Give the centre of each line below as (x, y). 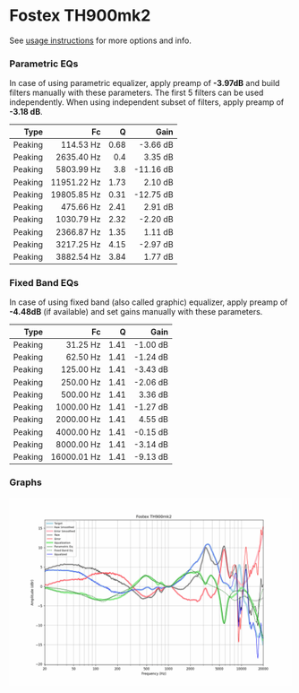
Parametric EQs (44, 64)
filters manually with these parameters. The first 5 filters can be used (137, 93)
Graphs (26, 482)
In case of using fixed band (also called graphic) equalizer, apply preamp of (149, 302)
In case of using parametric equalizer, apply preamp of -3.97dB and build (145, 83)
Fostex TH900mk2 (80, 16)
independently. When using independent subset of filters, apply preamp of (147, 102)
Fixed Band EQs (44, 282)
